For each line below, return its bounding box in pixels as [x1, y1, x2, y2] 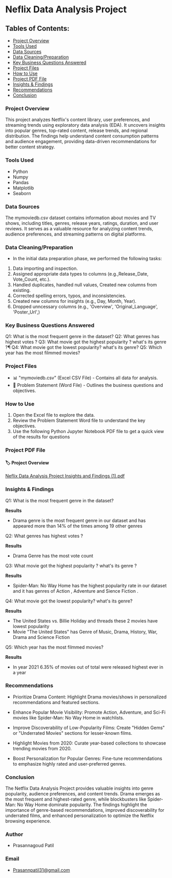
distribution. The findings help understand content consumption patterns [5, 133, 159, 139]
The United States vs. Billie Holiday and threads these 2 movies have [12, 617, 158, 624]
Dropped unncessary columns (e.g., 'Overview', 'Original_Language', [12, 304, 158, 310]
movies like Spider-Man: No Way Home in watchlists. [12, 714, 124, 720]
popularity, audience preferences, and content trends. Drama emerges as [5, 791, 160, 797]
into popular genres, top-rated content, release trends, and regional [5, 127, 148, 134]
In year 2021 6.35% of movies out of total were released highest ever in [12, 664, 164, 670]
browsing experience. [5, 818, 51, 824]
